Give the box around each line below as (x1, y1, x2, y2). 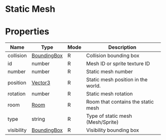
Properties (5, 26, 49, 37)
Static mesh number (86, 68, 133, 75)
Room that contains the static (86, 99, 154, 105)
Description (108, 44, 137, 51)
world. (86, 82, 101, 89)
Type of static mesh (86, 112, 132, 119)
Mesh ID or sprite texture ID (86, 60, 150, 67)
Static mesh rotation (86, 90, 133, 97)
